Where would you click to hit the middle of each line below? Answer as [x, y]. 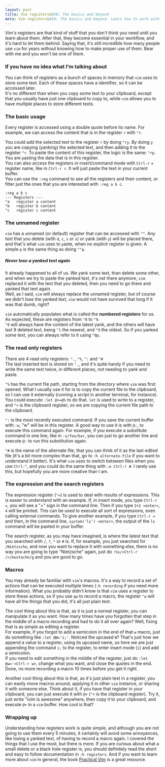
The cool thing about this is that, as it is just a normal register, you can [76, 611]
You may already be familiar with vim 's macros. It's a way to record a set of [81, 580]
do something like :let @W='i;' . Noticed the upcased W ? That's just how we [82, 637]
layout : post [18, 10]
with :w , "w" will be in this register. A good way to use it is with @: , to [74, 425]
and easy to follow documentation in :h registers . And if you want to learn [81, 754]
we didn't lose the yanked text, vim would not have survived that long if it [79, 299]
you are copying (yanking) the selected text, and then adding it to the [75, 147]
